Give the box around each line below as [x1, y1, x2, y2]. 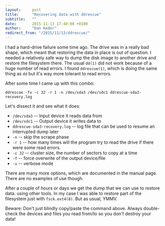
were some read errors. [12, 145, 61, 150]
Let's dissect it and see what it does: [5, 103, 81, 109]
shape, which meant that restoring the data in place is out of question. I [5, 49, 152, 55]
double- [143, 206, 160, 211]
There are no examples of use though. [5, 176, 84, 181]
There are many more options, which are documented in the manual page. [5, 170, 158, 176]
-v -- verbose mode [12, 161, 53, 166]
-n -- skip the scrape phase [12, 134, 69, 140]
